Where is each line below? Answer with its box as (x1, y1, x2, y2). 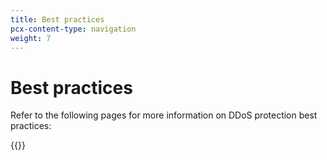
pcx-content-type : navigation (10, 24, 137, 34)
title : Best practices (10, 14, 105, 25)
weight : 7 (10, 33, 52, 43)
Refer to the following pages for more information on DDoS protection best (10, 109, 318, 121)
